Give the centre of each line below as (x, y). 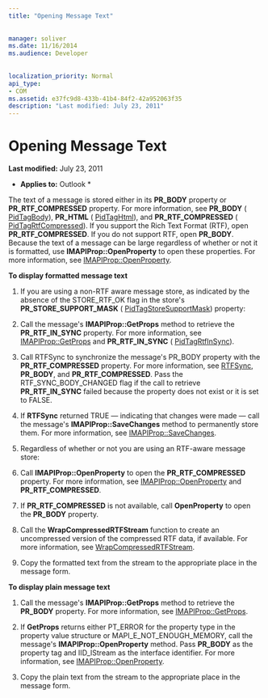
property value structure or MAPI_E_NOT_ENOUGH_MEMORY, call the (136, 636)
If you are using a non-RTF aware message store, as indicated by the (135, 291)
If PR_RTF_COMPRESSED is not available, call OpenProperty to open (135, 506)
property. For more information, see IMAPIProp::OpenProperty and (131, 481)
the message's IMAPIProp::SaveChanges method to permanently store (139, 425)
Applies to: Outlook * (55, 184)
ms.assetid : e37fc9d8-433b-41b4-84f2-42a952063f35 (95, 99)
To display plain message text (59, 587)
